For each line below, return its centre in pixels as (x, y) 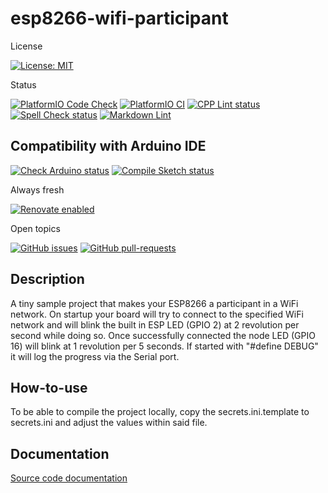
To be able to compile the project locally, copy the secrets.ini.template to (160, 412)
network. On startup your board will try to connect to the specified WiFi (157, 314)
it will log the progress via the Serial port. (95, 356)
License (26, 46)
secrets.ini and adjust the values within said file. (109, 423)
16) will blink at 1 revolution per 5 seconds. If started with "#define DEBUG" (164, 346)
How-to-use (49, 387)
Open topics (35, 228)
